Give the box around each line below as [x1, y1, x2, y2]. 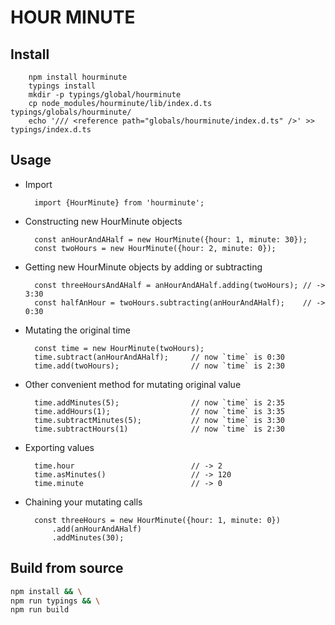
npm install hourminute [28, 72, 128, 82]
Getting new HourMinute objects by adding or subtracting [24, 261, 263, 273]
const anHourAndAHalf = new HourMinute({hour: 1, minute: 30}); [34, 234, 308, 245]
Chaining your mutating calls [24, 496, 143, 508]
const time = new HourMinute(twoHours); [34, 343, 205, 353]
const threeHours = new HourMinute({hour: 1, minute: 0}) [34, 515, 281, 525]
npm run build [10, 605, 70, 615]
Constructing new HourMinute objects [24, 215, 183, 227]
